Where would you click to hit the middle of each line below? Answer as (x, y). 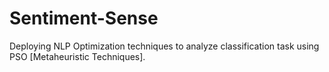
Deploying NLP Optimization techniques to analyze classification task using (164, 46)
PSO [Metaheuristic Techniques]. (77, 56)
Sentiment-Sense (84, 18)
